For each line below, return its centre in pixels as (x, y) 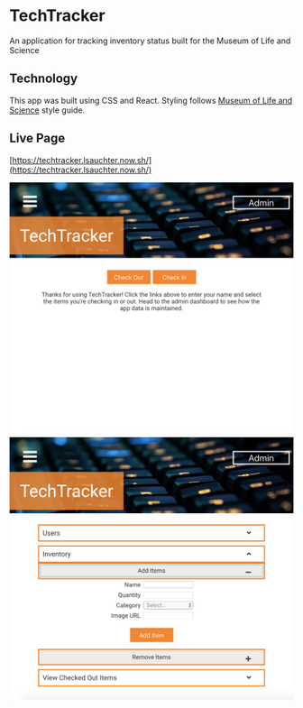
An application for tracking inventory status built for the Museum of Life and (150, 41)
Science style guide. (47, 110)
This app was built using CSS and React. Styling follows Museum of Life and (151, 100)
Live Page (37, 138)
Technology (44, 79)
